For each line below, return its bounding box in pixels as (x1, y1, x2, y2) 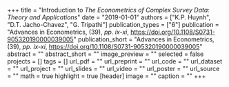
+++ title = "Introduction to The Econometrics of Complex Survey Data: (7, 6, 210, 14)
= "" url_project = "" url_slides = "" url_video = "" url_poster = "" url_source (7, 65, 220, 72)
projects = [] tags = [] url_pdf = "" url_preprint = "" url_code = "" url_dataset (7, 57, 223, 65)
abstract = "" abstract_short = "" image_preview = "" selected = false (7, 50, 204, 58)
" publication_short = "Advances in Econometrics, (73, 35, 215, 43)
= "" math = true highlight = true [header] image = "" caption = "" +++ (7, 72, 206, 80)
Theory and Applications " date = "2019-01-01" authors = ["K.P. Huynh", (7, 13, 211, 21)
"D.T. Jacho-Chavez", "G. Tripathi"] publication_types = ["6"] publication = (7, 21, 219, 28)
